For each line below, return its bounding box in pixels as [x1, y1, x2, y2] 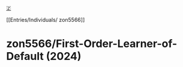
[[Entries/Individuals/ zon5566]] [6, 17, 85, 23]
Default [6, 50, 44, 63]
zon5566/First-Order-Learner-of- [6, 37, 178, 50]
